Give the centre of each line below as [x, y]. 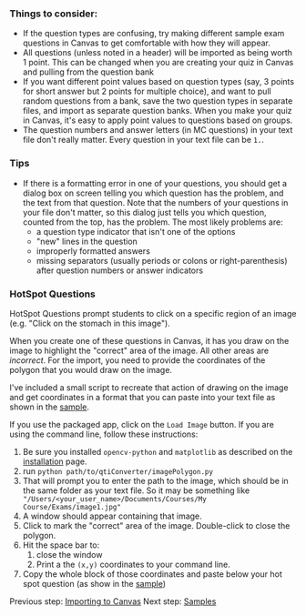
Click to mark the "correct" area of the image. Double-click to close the [156, 525]
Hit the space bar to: [61, 545]
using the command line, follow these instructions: [104, 434]
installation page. [55, 461]
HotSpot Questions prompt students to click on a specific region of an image [153, 313]
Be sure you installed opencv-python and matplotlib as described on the [158, 451]
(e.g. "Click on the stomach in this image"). [90, 323]
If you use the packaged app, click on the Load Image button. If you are [142, 424]
